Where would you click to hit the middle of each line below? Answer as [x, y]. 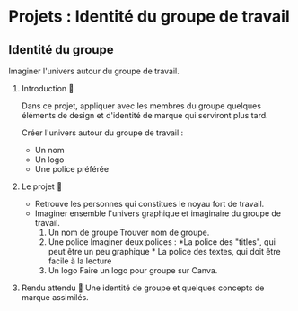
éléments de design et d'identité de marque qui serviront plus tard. [145, 115]
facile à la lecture [80, 261]
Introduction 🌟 [48, 88]
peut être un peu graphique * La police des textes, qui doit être [164, 251]
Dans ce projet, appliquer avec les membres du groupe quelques [141, 106]
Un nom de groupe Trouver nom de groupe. [129, 232]
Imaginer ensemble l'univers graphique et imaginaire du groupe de [158, 213]
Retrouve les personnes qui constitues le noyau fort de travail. [149, 204]
